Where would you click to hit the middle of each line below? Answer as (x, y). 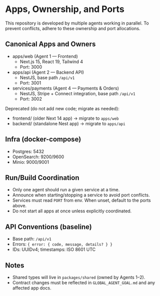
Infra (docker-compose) (43, 139)
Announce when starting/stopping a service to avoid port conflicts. (81, 195)
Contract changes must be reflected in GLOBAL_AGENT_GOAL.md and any (84, 282)
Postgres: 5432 (28, 151)
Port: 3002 (31, 99)
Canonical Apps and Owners (51, 44)
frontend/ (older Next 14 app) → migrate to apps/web (66, 118)
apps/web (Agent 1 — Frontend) (45, 56)
